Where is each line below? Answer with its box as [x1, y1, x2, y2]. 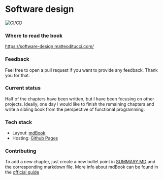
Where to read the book [5, 32, 63, 39]
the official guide [5, 169, 39, 175]
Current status [5, 85, 41, 91]
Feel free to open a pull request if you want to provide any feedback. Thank [5, 67, 158, 73]
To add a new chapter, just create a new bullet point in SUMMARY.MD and [5, 159, 156, 165]
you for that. [5, 72, 30, 78]
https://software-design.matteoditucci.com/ [5, 44, 94, 49]
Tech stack [5, 119, 32, 126]
